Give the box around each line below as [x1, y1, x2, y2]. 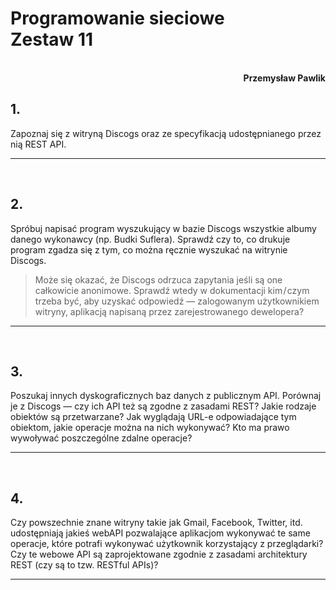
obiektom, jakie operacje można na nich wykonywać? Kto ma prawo [10, 422, 290, 434]
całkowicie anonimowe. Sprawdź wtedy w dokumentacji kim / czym [34, 284, 310, 296]
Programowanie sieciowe [10, 7, 225, 30]
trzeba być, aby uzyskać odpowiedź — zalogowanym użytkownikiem [34, 295, 320, 307]
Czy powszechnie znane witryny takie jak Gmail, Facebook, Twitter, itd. [10, 517, 303, 529]
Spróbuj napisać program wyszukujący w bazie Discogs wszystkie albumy [10, 222, 317, 234]
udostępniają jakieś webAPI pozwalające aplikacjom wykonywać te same [10, 527, 311, 539]
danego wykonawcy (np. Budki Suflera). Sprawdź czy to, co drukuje [10, 233, 291, 245]
